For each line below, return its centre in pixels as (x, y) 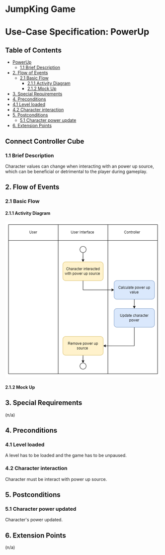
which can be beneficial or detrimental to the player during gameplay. (76, 171)
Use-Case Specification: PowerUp (77, 32)
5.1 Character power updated (41, 509)
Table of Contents (34, 50)
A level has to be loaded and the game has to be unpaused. (66, 456)
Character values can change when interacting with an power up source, (80, 166)
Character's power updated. (34, 520)
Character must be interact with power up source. (56, 479)
